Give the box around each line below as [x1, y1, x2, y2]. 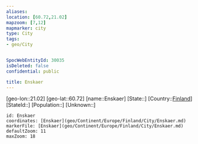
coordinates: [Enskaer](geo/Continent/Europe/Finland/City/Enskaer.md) [6, 118, 186, 124]
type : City [6, 31, 33, 37]
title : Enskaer [6, 79, 44, 85]
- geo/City [6, 42, 33, 48]
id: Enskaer [6, 113, 35, 119]
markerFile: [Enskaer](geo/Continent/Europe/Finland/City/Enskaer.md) [6, 123, 184, 129]
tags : [6, 36, 20, 42]
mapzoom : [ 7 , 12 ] [6, 19, 46, 25]
